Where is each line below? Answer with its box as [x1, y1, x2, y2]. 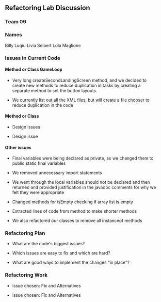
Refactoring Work [5, 271, 48, 278]
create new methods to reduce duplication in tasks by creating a [12, 82, 141, 88]
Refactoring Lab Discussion [5, 4, 91, 12]
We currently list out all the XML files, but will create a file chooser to [12, 97, 150, 103]
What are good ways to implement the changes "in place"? [12, 259, 130, 266]
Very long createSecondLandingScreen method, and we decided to [12, 77, 147, 83]
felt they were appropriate [12, 190, 64, 195]
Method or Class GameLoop [5, 66, 63, 72]
